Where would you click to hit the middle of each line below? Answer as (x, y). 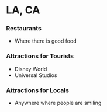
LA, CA (23, 10)
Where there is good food (46, 41)
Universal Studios (36, 75)
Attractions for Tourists (40, 56)
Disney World (31, 69)
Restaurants (24, 29)
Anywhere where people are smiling (58, 103)
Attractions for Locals (37, 90)
